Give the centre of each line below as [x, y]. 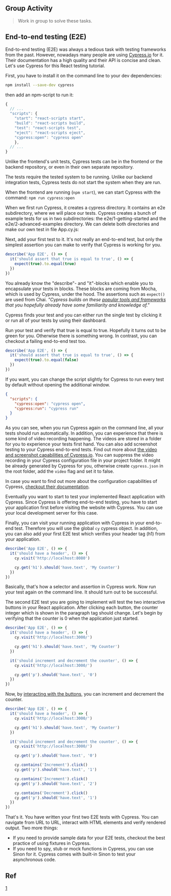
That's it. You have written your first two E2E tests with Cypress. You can [82, 817]
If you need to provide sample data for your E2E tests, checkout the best [89, 838]
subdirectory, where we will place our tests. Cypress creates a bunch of [81, 213]
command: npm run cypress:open [40, 198]
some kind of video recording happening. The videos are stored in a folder [83, 439]
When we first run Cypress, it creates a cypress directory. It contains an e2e [86, 208]
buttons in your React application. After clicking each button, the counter [82, 607]
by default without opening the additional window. [58, 384]
